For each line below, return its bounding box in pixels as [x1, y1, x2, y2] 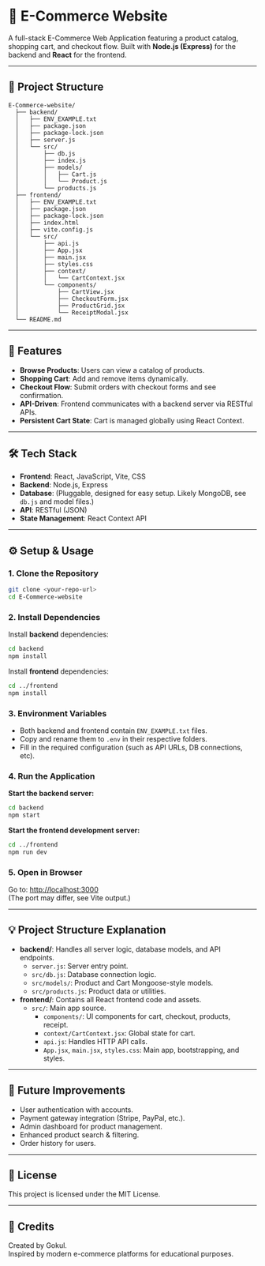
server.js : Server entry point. [31, 961, 129, 971]
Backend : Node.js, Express [19, 480, 109, 490]
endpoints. [19, 952, 55, 962]
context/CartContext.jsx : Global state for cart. [43, 1028, 196, 1038]
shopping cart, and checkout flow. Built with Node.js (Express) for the [8, 41, 237, 51]
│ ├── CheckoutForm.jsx [15, 295, 129, 302]
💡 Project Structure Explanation [8, 923, 166, 937]
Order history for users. [19, 1138, 96, 1148]
